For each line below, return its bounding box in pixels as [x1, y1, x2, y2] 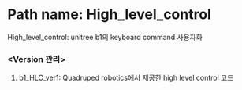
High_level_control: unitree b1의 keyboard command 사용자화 [7, 32, 203, 41]
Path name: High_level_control [7, 5, 212, 23]
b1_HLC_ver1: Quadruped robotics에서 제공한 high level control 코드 [18, 73, 234, 83]
